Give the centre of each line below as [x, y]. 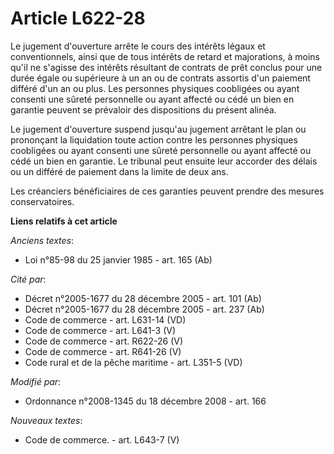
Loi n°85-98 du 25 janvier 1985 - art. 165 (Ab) [118, 259]
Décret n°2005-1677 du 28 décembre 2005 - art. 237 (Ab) [144, 309]
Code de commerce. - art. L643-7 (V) [102, 439]
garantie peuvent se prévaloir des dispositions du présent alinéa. [143, 109]
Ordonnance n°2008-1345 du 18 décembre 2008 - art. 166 [145, 401]
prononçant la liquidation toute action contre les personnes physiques [154, 139]
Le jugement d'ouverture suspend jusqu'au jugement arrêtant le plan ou [158, 129]
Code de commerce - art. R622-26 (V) [104, 341]
